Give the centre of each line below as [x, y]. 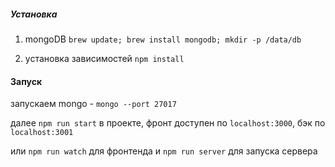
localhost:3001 [42, 133]
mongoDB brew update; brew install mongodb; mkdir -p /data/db [163, 39]
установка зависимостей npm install [104, 58]
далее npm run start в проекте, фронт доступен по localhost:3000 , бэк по [168, 123]
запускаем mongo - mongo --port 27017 [93, 104]
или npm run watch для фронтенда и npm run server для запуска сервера [164, 151]
